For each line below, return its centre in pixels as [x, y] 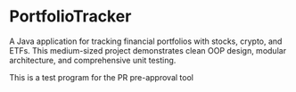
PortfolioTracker [70, 17]
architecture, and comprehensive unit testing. [93, 60]
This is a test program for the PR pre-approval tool [102, 77]
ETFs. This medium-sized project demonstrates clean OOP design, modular [148, 50]
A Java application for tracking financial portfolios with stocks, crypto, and [146, 41]
